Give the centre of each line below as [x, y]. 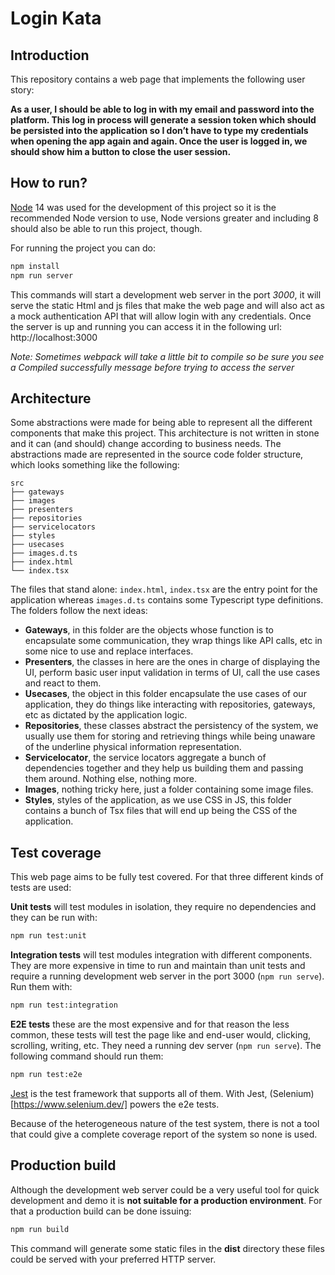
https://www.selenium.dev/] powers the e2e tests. [116, 1104]
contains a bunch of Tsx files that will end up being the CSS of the [161, 811]
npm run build [40, 1229]
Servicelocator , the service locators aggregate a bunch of [145, 758]
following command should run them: [87, 1056]
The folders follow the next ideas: [79, 611]
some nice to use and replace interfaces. [109, 651]
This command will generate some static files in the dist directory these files [167, 1248]
